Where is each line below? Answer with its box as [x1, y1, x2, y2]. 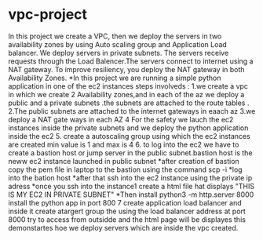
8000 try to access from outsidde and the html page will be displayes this [8, 214, 246, 224]
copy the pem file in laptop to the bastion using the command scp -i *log [8, 165, 243, 174]
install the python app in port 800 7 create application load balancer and [8, 198, 242, 207]
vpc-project [8, 5, 88, 24]
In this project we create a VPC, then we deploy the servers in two [8, 31, 222, 41]
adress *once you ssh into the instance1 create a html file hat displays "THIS [8, 181, 255, 191]
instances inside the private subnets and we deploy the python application [8, 123, 249, 133]
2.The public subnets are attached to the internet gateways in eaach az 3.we [8, 106, 256, 115]
